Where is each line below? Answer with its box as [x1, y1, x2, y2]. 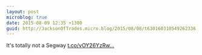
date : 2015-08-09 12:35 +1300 [6, 20, 83, 26]
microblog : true [6, 14, 47, 20]
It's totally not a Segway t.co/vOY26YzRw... [6, 42, 115, 49]
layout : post [6, 8, 39, 15]
